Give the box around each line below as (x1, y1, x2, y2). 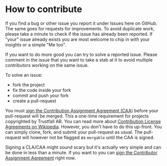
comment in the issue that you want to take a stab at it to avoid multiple (5, 57, 153, 63)
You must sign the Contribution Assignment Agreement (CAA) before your (5, 107, 158, 114)
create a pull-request (12, 97, 56, 104)
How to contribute (5, 4, 82, 15)
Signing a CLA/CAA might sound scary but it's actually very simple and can (5, 144, 161, 150)
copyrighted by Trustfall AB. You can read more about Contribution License (5, 118, 161, 124)
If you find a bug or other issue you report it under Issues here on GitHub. (5, 20, 157, 26)
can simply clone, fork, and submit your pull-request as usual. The (5, 129, 143, 135)
